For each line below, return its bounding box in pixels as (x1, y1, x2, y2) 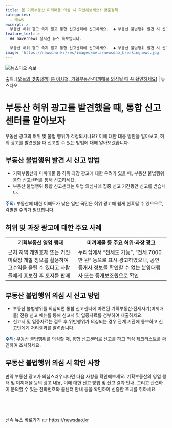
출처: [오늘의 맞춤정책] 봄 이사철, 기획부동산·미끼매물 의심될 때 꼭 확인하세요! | (5, 75, 160, 82)
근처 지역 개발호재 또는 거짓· (8, 249, 72, 256)
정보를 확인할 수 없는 (94, 264, 141, 271)
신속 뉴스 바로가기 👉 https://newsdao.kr (5, 417, 89, 423)
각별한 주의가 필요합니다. (5, 207, 55, 213)
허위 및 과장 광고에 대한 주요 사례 (5, 223, 102, 232)
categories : (5, 12, 31, 17)
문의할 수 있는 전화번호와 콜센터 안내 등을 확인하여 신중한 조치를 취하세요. (10, 386, 157, 392)
